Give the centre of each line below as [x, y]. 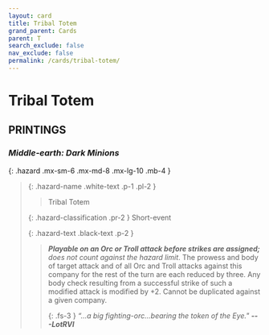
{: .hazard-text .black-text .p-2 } [81, 233]
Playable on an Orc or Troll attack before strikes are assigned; [154, 248]
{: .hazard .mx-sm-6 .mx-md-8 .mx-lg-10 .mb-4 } [90, 171]
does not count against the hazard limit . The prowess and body [153, 257]
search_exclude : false [46, 46]
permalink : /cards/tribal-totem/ [64, 61]
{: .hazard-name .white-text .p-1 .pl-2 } [92, 186]
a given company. [77, 300]
